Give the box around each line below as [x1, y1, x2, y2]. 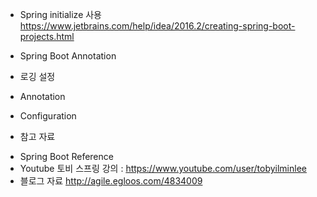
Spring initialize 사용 [19, 9, 102, 20]
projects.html [19, 31, 75, 42]
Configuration [19, 110, 77, 122]
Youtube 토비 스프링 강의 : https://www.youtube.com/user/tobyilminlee [19, 163, 307, 174]
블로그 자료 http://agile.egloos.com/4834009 [19, 175, 203, 187]
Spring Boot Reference [19, 151, 114, 162]
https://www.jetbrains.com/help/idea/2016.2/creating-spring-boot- [19, 20, 296, 32]
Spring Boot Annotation [19, 50, 117, 62]
